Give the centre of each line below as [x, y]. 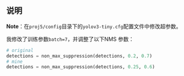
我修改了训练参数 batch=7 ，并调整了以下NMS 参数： [70, 39]
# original [20, 50]
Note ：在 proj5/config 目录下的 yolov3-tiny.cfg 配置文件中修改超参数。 [94, 26]
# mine [14, 62]
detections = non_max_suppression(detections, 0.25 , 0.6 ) [81, 67]
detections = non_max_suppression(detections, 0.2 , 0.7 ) [79, 56]
